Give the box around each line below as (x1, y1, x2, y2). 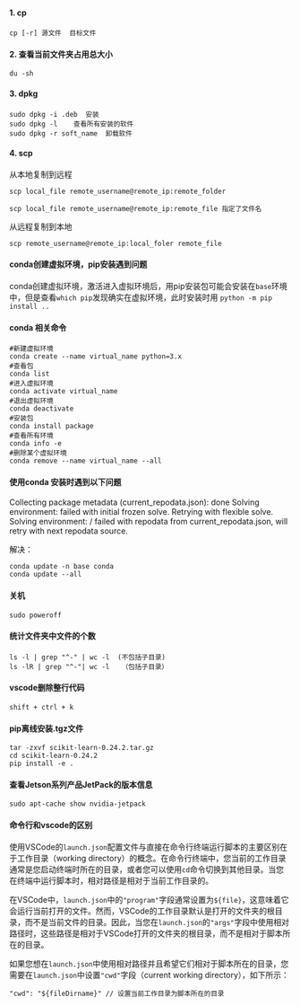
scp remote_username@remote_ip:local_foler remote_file (9, 239, 222, 248)
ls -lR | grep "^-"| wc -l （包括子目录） (9, 662, 168, 671)
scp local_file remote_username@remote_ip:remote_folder (9, 187, 227, 196)
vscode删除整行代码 (9, 683, 85, 693)
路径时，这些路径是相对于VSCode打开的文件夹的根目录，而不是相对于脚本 (9, 928, 283, 939)
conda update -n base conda (9, 562, 115, 571)
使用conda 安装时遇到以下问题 (9, 476, 122, 487)
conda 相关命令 (9, 322, 67, 332)
